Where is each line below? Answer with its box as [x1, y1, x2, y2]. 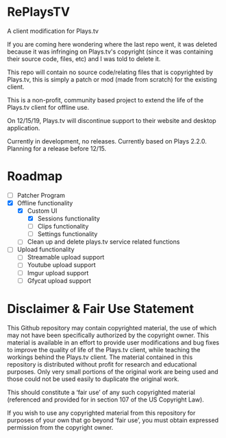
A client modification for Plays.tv [7, 27, 99, 35]
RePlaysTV [7, 4, 71, 20]
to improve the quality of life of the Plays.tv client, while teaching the [7, 345, 201, 354]
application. [7, 124, 40, 132]
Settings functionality [37, 230, 98, 238]
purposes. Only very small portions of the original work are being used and [7, 367, 218, 376]
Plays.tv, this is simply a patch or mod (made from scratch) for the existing [7, 75, 217, 83]
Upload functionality [16, 245, 75, 254]
